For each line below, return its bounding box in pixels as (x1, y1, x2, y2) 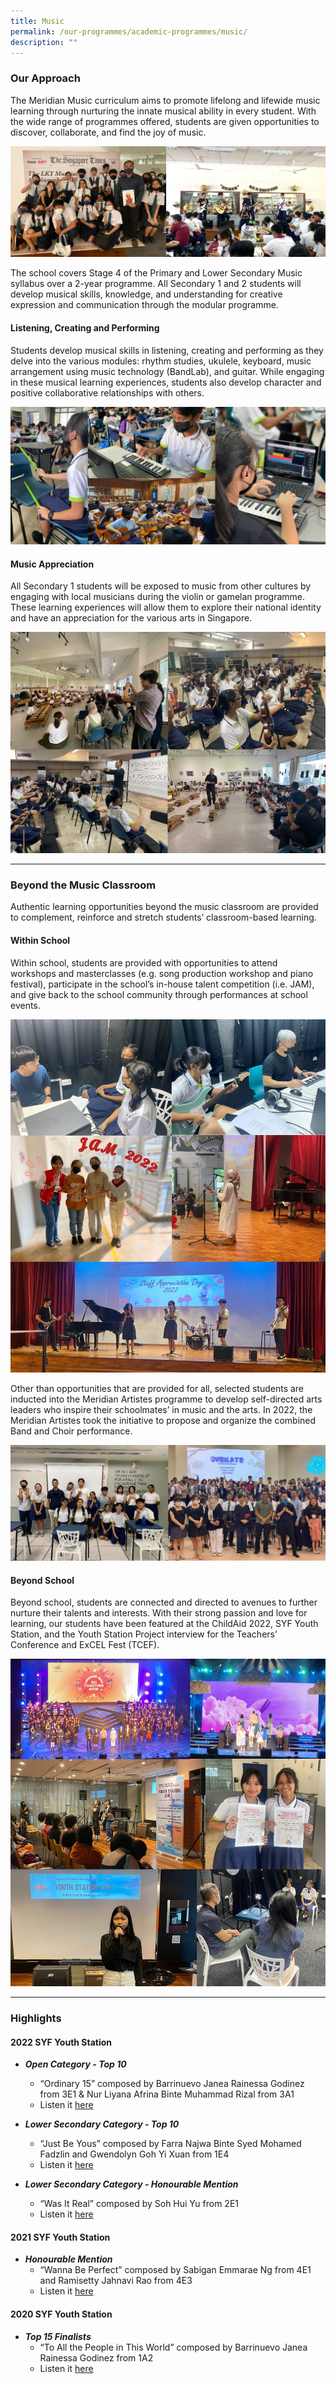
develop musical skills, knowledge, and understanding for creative (10, 288, 283, 300)
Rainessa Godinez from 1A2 (39, 2351, 154, 2364)
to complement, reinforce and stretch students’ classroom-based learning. (10, 911, 317, 924)
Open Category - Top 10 (24, 2058, 127, 2070)
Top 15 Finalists (24, 2330, 92, 2342)
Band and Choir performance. (10, 1425, 133, 1437)
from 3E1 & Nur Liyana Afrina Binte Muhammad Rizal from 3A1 (39, 2088, 295, 2100)
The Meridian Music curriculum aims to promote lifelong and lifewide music (10, 94, 321, 106)
